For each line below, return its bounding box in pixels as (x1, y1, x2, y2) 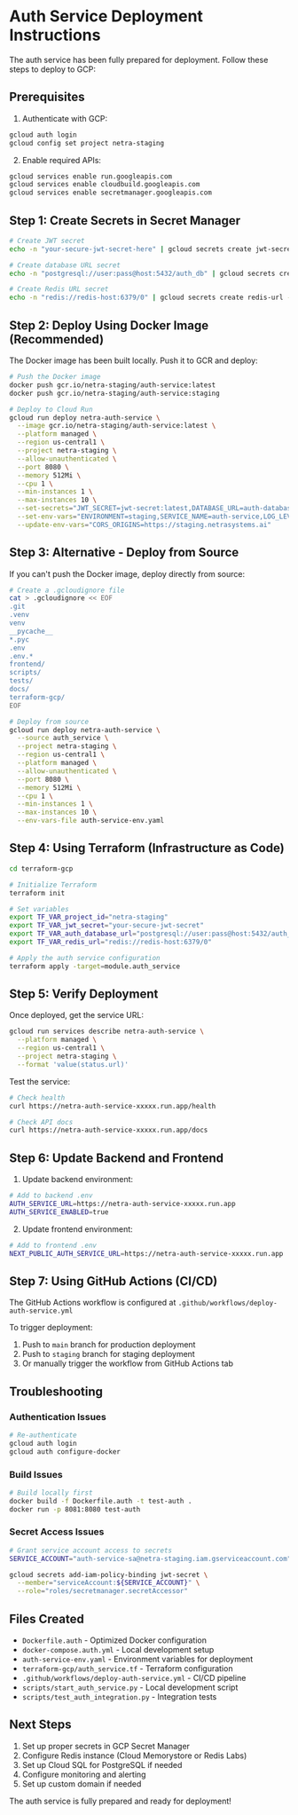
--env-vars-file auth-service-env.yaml (17, 817, 165, 825)
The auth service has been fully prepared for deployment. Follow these (9, 54, 269, 65)
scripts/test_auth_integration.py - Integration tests (21, 1692, 217, 1702)
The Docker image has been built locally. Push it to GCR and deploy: (9, 355, 259, 366)
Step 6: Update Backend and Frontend (9, 1150, 224, 1165)
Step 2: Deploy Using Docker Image (9, 318, 209, 333)
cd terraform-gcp (9, 864, 74, 873)
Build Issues (9, 1468, 64, 1480)
